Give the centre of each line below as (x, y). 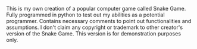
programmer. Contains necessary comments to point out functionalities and (99, 21)
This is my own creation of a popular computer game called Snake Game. (96, 9)
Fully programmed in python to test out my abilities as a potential (85, 15)
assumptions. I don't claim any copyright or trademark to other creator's (95, 27)
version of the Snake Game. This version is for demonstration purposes (94, 34)
